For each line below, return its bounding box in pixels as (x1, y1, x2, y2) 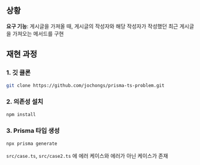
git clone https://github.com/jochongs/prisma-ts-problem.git (6, 82, 165, 88)
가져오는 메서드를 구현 (12, 30, 64, 37)
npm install (6, 111, 36, 117)
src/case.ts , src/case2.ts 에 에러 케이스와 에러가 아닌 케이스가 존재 (6, 152, 169, 159)
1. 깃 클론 (6, 69, 31, 77)
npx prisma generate (6, 141, 58, 147)
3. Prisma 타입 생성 (6, 127, 60, 135)
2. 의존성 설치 (6, 98, 44, 106)
